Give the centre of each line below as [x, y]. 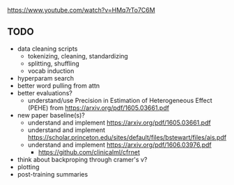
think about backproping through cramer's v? [82, 159]
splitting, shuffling [54, 63]
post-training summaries [53, 174]
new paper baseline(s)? [51, 115]
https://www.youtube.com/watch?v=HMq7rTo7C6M [81, 10]
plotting [28, 167]
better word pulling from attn [58, 86]
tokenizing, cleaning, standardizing [78, 56]
